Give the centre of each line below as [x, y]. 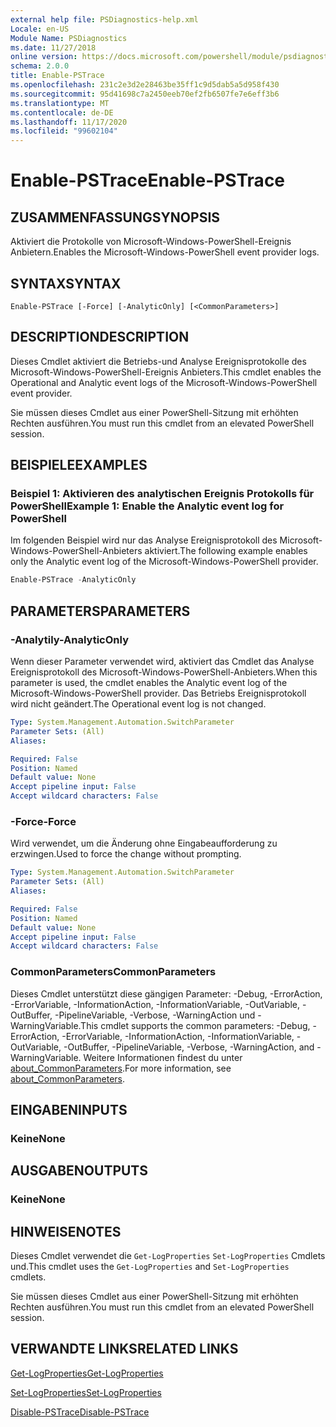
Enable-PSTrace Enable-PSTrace [148, 180]
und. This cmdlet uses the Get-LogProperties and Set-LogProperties [150, 1267]
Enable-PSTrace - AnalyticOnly [73, 580]
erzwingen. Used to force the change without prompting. [126, 854]
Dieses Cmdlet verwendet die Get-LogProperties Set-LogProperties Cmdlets [168, 1256]
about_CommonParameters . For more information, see [121, 1068]
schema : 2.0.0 [40, 66]
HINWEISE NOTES [66, 1231]
